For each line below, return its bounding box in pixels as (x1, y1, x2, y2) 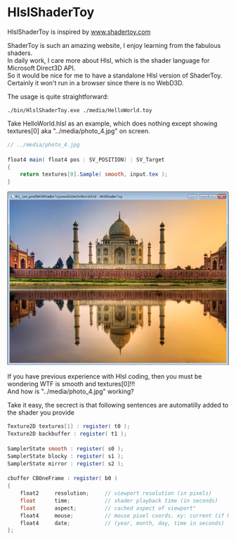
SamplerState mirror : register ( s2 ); (7, 460, 124, 467)
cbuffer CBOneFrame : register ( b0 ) (7, 475, 118, 482)
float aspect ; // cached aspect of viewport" (20, 505, 197, 512)
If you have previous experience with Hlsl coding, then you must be (7, 372, 202, 381)
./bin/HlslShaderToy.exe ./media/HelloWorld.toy (7, 106, 152, 113)
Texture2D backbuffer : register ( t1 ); (7, 431, 128, 438)
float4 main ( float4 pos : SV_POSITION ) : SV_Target (7, 156, 165, 163)
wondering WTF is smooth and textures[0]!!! (7, 380, 136, 388)
